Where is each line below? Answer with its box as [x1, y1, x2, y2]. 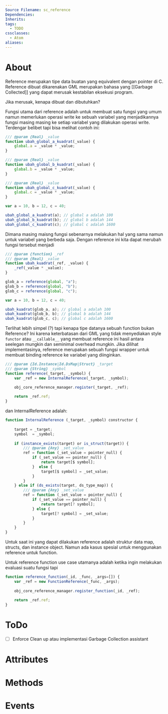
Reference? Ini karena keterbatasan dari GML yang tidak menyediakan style [5, 330, 161, 337]
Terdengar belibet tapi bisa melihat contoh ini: [5, 124, 100, 131]
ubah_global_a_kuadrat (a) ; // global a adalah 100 [5, 213, 113, 218]
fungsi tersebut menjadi [5, 242, 54, 248]
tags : [5, 21, 17, 27]
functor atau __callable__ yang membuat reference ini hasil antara [5, 336, 144, 342]
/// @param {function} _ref [5, 251, 64, 256]
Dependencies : [5, 12, 35, 17]
